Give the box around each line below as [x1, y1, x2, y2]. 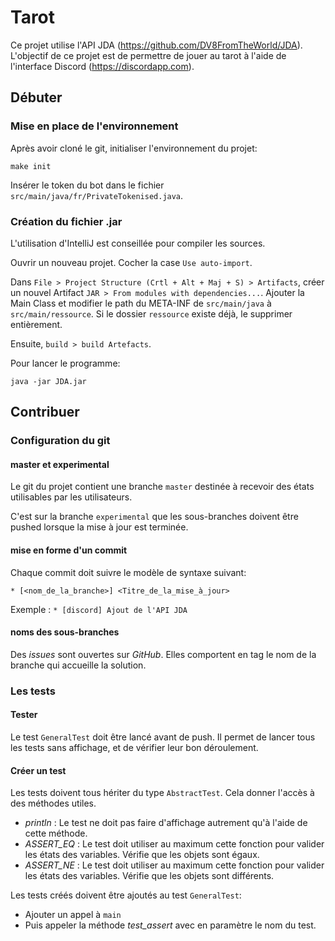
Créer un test [10, 764, 67, 776]
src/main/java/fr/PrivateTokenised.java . [10, 189, 184, 201]
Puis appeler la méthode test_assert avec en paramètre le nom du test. [24, 919, 317, 931]
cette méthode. [24, 827, 88, 840]
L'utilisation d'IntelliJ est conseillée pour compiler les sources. [10, 237, 266, 249]
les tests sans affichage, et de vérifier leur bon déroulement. [10, 741, 259, 753]
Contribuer [10, 404, 80, 421]
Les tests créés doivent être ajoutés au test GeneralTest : [10, 889, 242, 901]
